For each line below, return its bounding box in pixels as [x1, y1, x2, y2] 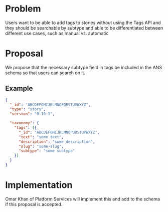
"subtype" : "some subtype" [18, 148, 75, 153]
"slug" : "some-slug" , [18, 144, 64, 149]
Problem [5, 3, 41, 15]
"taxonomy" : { [10, 121, 39, 126]
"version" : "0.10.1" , [10, 111, 55, 117]
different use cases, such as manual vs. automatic [5, 30, 109, 36]
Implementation [5, 179, 73, 191]
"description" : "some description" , [18, 139, 95, 144]
